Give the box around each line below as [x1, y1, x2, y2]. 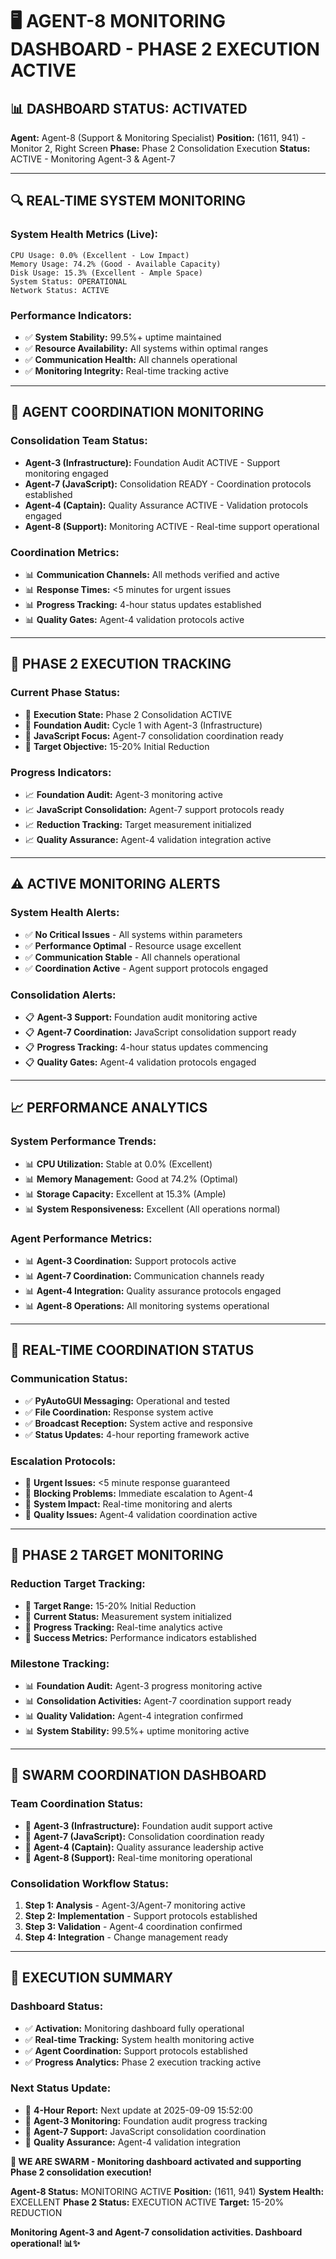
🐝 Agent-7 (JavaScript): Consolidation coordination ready [24, 1830, 265, 1842]
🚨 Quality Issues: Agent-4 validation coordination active [24, 1508, 258, 1520]
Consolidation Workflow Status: [10, 1876, 169, 1890]
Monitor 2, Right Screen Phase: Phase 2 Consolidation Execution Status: [10, 143, 311, 154]
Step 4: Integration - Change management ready [24, 1931, 229, 1943]
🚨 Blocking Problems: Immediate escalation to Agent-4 [24, 1487, 254, 1499]
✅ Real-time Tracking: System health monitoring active [24, 2033, 255, 2045]
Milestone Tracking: [10, 1656, 110, 1670]
